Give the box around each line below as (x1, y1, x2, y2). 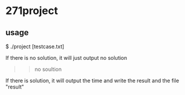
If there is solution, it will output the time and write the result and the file (5, 77, 180, 84)
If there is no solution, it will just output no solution (5, 55, 127, 61)
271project (5, 4, 58, 18)
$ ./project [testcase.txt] (5, 43, 65, 50)
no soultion (34, 66, 62, 73)
